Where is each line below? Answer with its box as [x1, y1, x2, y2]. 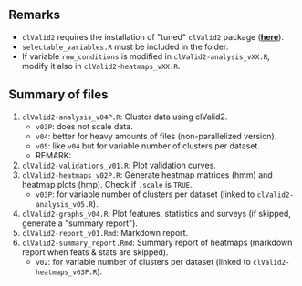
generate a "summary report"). [21, 218, 139, 229]
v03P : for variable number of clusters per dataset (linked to [35, 189, 255, 199]
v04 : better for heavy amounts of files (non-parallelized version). [35, 130, 277, 141]
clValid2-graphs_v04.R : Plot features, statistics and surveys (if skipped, [21, 208, 291, 219]
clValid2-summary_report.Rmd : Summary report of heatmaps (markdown [21, 237, 293, 248]
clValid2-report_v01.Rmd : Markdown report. [21, 227, 189, 238]
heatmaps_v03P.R [35, 268, 98, 277]
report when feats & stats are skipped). [21, 246, 169, 258]
